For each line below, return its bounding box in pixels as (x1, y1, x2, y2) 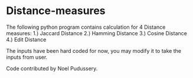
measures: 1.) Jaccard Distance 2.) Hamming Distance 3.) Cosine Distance (6, 29, 187, 36)
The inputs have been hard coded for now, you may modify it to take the (6, 47, 182, 54)
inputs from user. (6, 53, 48, 60)
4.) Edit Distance (6, 36, 47, 43)
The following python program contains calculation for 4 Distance (6, 23, 166, 30)
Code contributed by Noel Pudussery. (6, 65, 98, 72)
